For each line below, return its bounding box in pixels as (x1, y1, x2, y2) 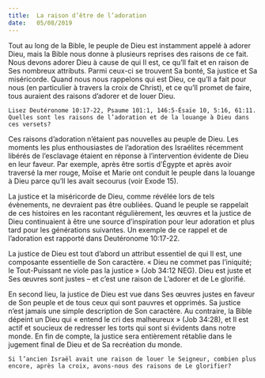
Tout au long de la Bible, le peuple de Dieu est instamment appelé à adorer (8, 40, 252, 50)
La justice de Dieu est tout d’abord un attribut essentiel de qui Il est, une (8, 248, 243, 258)
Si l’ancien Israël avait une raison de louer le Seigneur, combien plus (8, 355, 257, 363)
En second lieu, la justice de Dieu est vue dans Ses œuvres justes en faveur (8, 289, 256, 299)
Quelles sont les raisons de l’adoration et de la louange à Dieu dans (8, 113, 249, 121)
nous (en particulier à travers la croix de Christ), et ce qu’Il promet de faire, (8, 82, 252, 92)
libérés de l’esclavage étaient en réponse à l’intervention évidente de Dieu (8, 151, 249, 161)
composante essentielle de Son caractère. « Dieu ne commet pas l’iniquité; (8, 257, 252, 266)
